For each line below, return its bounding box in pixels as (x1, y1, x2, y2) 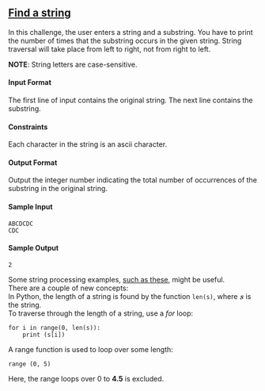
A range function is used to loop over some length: (8, 344, 174, 354)
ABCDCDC (8, 220, 34, 228)
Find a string (8, 6, 71, 20)
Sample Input (8, 202, 53, 212)
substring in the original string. (8, 184, 108, 194)
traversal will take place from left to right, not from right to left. (8, 44, 211, 54)
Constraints (8, 122, 48, 132)
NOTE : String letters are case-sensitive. (8, 59, 138, 69)
